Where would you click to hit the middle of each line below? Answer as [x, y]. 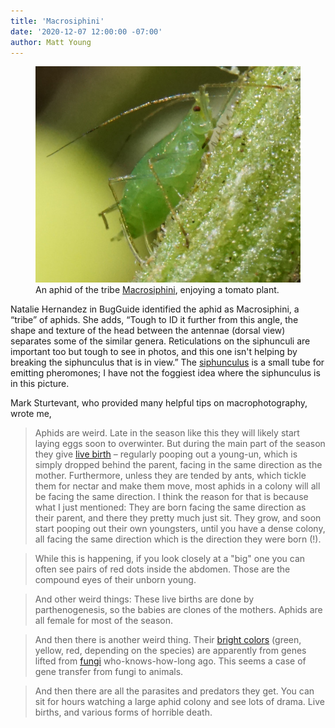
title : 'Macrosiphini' [57, 21]
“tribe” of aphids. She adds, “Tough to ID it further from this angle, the [154, 319]
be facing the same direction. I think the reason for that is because [171, 496]
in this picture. [40, 383]
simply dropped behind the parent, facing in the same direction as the [178, 464]
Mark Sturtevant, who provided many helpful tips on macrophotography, [159, 402]
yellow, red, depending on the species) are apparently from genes [170, 650]
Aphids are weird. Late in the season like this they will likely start [167, 432]
